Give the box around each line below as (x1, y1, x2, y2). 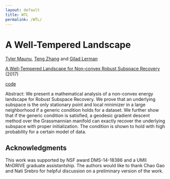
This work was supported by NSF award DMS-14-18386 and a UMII (5, 157, 147, 163)
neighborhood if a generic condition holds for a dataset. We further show (5, 107, 159, 113)
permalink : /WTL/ (5, 17, 42, 22)
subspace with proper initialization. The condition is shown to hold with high (5, 123, 165, 130)
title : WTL (5, 12, 29, 17)
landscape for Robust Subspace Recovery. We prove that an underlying (5, 96, 156, 103)
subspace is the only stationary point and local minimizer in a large (5, 101, 145, 108)
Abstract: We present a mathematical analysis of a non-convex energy (5, 91, 154, 97)
